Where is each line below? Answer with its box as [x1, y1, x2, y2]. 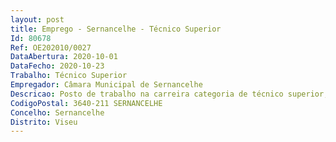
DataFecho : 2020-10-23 [10, 61, 105, 71]
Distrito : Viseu [10, 117, 78, 127]
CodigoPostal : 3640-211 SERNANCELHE [10, 98, 163, 108]
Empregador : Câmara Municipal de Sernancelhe [10, 80, 203, 90]
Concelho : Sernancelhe [10, 107, 105, 118]
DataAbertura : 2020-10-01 [10, 52, 118, 62]
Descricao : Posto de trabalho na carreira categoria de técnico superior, [10, 89, 329, 99]
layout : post [10, 14, 65, 25]
